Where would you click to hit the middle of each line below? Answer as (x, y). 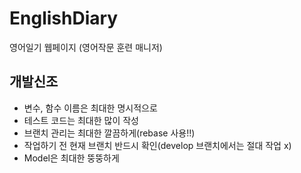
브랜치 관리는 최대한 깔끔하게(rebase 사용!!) (109, 133)
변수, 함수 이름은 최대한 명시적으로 (90, 108)
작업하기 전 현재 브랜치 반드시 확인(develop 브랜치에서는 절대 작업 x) (157, 145)
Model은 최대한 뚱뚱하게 (71, 158)
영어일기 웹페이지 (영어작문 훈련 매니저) (86, 47)
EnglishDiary (64, 18)
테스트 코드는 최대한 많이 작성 (81, 120)
